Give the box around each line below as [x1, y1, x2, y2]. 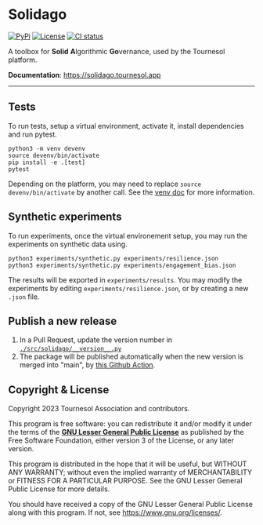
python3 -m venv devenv [8, 144, 86, 152]
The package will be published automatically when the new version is [19, 352, 244, 362]
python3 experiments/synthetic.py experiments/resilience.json [8, 254, 219, 262]
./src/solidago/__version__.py [19, 345, 122, 353]
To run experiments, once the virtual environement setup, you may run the [8, 231, 248, 240]
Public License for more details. [8, 484, 110, 494]
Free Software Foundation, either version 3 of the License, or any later [8, 436, 235, 445]
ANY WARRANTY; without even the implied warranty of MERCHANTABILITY [8, 468, 253, 477]
